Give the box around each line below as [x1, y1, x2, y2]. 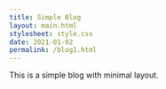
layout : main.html [9, 21, 77, 30]
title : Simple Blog [9, 12, 82, 22]
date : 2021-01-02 [9, 37, 74, 47]
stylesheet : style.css [9, 29, 93, 38]
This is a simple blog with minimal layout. [9, 70, 159, 80]
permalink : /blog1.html [9, 46, 98, 55]
